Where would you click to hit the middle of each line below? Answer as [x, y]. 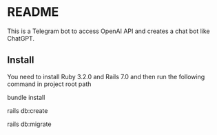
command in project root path [49, 84]
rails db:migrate [29, 124]
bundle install [26, 97]
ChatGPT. [21, 38]
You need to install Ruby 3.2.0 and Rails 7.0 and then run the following [106, 76]
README [33, 12]
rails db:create [28, 110]
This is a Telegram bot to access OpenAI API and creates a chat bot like [108, 31]
